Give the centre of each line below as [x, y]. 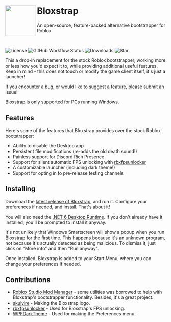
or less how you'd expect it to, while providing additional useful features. [82, 66]
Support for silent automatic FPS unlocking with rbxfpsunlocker [79, 162]
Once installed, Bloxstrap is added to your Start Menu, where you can [78, 258]
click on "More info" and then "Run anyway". [52, 248]
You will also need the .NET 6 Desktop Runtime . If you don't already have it [84, 217]
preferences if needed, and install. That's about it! [58, 207]
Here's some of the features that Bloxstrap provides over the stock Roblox [83, 130]
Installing [20, 189]
